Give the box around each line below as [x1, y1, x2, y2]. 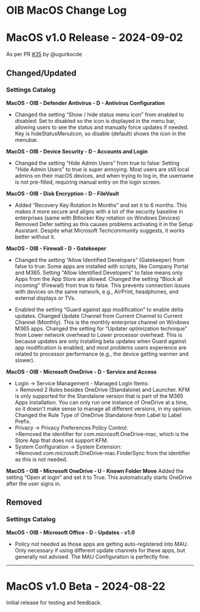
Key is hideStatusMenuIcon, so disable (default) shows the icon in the [14, 129, 186, 137]
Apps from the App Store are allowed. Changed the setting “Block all [14, 275, 183, 282]
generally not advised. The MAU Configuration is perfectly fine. [14, 553, 171, 560]
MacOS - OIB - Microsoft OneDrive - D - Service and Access [6, 368, 157, 375]
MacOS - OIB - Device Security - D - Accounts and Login [6, 147, 148, 155]
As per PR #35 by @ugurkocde [6, 51, 82, 58]
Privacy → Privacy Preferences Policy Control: [14, 424, 128, 431]
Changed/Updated [6, 68, 77, 78]
